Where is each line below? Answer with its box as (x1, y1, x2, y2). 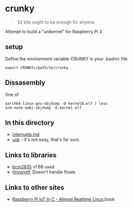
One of (5, 92, 19, 97)
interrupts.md (12, 132, 40, 138)
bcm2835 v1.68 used (12, 164, 55, 170)
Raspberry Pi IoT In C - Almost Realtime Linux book (12, 196, 115, 202)
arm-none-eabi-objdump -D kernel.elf (5, 105, 82, 110)
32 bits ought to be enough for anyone (17, 19, 95, 25)
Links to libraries (5, 151, 57, 159)
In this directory (5, 118, 55, 127)
